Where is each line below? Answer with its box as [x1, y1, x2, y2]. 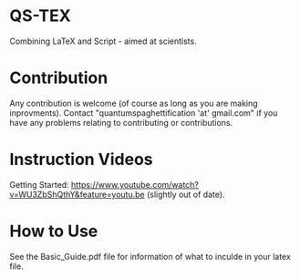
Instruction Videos [9, 150, 153, 170]
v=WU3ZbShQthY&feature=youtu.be [9, 189, 145, 200]
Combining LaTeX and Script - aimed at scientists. [9, 36, 198, 46]
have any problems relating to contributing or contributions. [9, 117, 233, 128]
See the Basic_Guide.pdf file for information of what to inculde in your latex [9, 251, 292, 262]
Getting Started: [9, 179, 70, 190]
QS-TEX [9, 5, 71, 26]
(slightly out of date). [146, 189, 225, 200]
